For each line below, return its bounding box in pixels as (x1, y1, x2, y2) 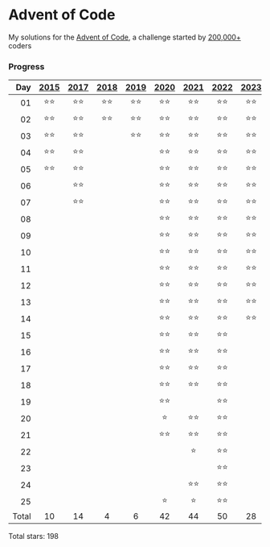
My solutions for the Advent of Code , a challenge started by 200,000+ (8, 32, 241, 42)
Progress (8, 60, 45, 72)
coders (8, 40, 32, 50)
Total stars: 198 (8, 532, 59, 541)
